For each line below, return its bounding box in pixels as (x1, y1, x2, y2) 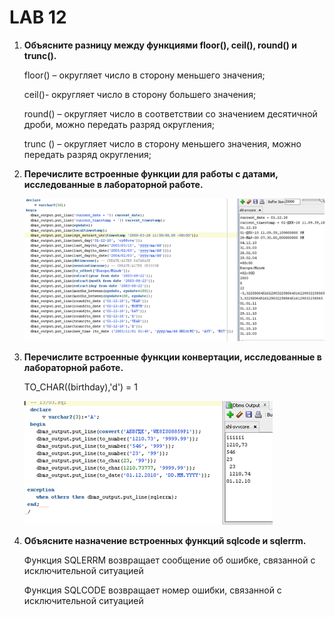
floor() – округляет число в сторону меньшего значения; (23, 69, 266, 81)
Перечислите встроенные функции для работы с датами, (23, 167, 279, 180)
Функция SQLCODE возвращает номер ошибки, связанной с (23, 584, 282, 596)
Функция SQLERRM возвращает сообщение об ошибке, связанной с (23, 554, 316, 566)
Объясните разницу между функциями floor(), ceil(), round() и (23, 39, 297, 51)
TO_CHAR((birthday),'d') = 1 (23, 381, 139, 393)
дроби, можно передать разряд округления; (23, 118, 215, 130)
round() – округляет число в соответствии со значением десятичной (23, 107, 318, 120)
